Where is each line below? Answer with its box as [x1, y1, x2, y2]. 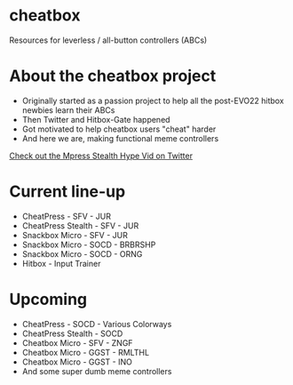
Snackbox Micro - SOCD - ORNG [21, 248, 143, 259]
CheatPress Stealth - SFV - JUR [21, 220, 139, 231]
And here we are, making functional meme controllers [21, 132, 219, 143]
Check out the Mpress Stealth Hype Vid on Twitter [9, 150, 194, 161]
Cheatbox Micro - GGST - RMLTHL [21, 347, 149, 357]
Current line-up [9, 181, 126, 202]
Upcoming [9, 290, 88, 309]
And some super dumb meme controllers [21, 365, 172, 376]
